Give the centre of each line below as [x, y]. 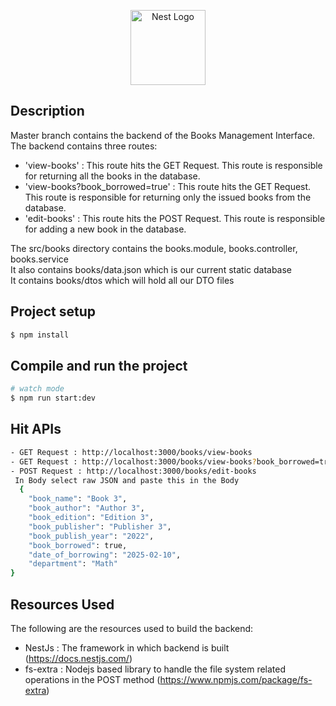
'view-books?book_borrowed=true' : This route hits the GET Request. [168, 186]
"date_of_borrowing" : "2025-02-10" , [105, 555]
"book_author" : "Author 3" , [86, 508]
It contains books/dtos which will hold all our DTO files [122, 280]
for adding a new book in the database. [105, 229]
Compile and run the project [99, 365]
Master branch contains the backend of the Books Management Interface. [163, 135]
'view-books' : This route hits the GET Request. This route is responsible [173, 165]
